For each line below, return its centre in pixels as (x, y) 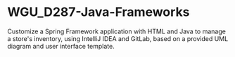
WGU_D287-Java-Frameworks (99, 12)
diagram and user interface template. (61, 46)
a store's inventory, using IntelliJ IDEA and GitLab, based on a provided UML (118, 38)
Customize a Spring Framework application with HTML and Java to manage (117, 31)
